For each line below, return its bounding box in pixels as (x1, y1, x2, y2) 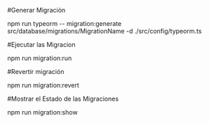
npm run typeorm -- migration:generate (7, 20, 122, 27)
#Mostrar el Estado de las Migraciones (7, 94, 119, 103)
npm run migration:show (7, 108, 79, 116)
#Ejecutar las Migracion (7, 41, 76, 48)
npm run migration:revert (7, 81, 79, 89)
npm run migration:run (7, 54, 72, 62)
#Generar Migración (7, 6, 66, 14)
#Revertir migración (7, 68, 65, 75)
